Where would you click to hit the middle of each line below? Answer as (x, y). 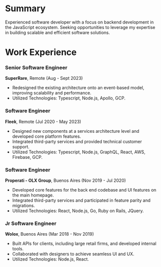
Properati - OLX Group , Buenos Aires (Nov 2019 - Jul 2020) (66, 181)
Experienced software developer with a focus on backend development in (80, 22)
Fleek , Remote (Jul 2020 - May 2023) (43, 121)
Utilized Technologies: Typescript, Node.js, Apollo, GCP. (69, 98)
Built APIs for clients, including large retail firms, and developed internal (84, 243)
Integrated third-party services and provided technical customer (77, 141)
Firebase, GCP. (27, 157)
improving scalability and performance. (52, 93)
